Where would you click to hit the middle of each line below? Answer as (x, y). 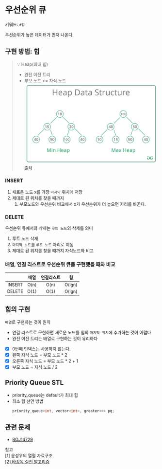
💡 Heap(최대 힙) (32, 64)
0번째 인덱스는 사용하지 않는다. (41, 349)
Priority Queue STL (34, 383)
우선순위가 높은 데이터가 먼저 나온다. (39, 35)
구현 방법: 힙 (22, 52)
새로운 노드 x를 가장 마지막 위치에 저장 (47, 192)
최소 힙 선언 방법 (28, 401)
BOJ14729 (22, 439)
